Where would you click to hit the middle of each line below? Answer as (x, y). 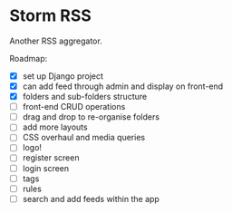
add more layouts (55, 127)
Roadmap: (29, 58)
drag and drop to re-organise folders (91, 117)
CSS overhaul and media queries (84, 138)
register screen (51, 158)
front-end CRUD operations (74, 107)
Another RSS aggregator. (56, 41)
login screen (46, 168)
